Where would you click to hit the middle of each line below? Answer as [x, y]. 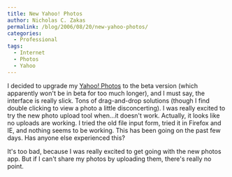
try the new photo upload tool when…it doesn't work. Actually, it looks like [114, 115]
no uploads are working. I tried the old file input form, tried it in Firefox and [114, 122]
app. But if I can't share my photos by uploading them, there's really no [109, 159]
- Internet [29, 53]
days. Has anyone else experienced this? [66, 138]
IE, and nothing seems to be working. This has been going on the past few [114, 130]
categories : [24, 33]
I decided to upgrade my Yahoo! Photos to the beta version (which [102, 85]
